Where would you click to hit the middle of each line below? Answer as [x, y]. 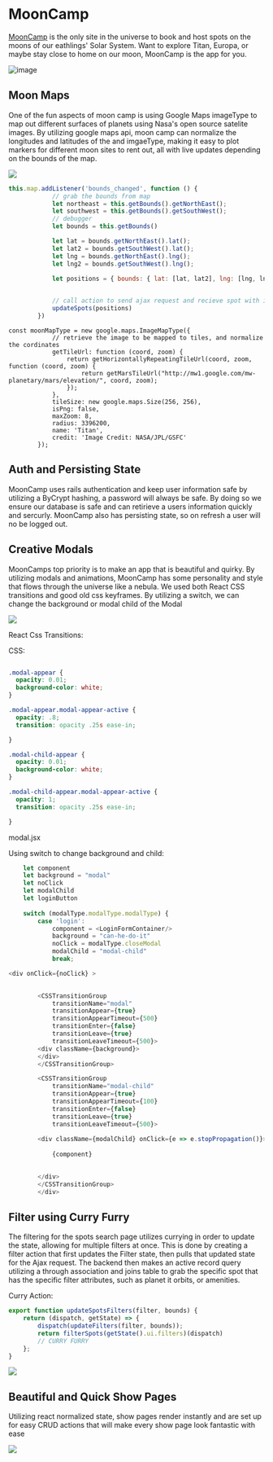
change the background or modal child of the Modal [95, 604]
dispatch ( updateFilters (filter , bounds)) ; [110, 1326]
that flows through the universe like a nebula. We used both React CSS [127, 586]
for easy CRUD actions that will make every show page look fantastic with [132, 1425]
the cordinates [34, 345]
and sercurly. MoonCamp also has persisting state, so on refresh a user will [135, 515]
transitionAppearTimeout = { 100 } [105, 1101]
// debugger [72, 219]
